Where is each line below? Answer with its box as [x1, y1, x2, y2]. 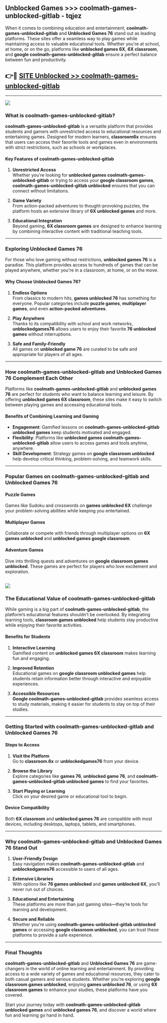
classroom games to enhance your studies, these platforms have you [5, 987, 148, 993]
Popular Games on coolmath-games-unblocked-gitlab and [5, 473, 150, 480]
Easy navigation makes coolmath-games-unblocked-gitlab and [12, 861, 145, 867]
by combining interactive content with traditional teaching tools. [12, 228, 143, 234]
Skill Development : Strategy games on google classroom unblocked [12, 451, 155, 457]
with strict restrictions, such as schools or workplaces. [5, 144, 117, 150]
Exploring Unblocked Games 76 [5, 246, 83, 253]
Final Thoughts [5, 949, 42, 956]
